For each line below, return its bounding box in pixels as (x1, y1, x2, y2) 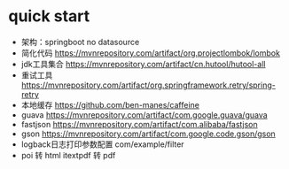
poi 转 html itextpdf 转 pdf (20, 150, 116, 160)
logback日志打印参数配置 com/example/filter (20, 139, 184, 150)
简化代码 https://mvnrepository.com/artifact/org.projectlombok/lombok (20, 47, 281, 58)
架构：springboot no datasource (20, 36, 140, 47)
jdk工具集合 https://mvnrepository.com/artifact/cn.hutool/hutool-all (20, 58, 266, 69)
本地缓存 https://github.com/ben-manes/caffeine (20, 99, 200, 110)
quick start (8, 6, 90, 27)
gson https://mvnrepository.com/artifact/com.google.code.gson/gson (20, 128, 276, 139)
